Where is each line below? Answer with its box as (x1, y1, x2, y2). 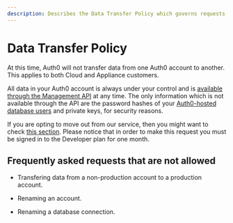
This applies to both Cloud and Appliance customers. (7, 70, 159, 79)
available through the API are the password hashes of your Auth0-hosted (7, 99, 217, 107)
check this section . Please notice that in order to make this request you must (7, 127, 227, 136)
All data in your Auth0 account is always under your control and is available (7, 84, 223, 93)
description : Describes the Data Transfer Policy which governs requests (7, 10, 226, 17)
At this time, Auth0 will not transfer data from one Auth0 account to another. (7, 63, 225, 72)
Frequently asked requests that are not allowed (7, 155, 216, 167)
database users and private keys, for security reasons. (7, 106, 163, 115)
